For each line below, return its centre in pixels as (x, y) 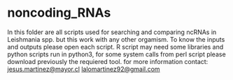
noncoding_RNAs (59, 13)
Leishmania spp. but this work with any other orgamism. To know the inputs (116, 39)
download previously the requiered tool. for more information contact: (108, 61)
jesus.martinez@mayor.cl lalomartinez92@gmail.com (84, 69)
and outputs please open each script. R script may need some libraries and (115, 47)
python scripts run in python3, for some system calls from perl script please (116, 54)
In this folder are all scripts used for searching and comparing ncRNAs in (112, 32)
